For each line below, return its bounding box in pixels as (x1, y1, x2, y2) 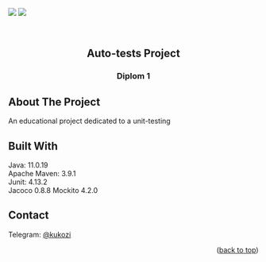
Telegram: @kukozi (8, 229, 71, 239)
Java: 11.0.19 (8, 160, 49, 170)
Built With (8, 139, 58, 152)
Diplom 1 (116, 71, 151, 82)
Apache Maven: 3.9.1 (8, 168, 77, 178)
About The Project (8, 95, 101, 109)
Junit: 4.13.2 (8, 177, 48, 187)
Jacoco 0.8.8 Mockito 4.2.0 (8, 185, 98, 195)
